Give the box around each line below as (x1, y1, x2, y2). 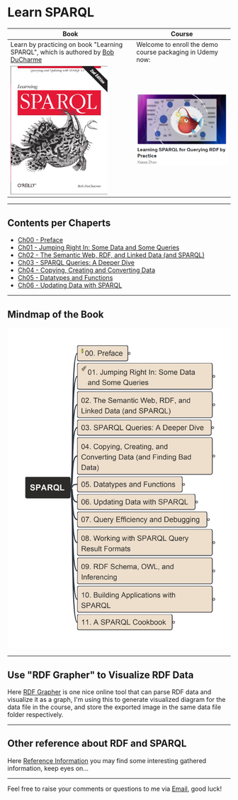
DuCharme (10, 55, 42, 64)
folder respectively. (7, 710, 64, 718)
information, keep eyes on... (7, 764, 89, 772)
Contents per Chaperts (7, 217, 111, 229)
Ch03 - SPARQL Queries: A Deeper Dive (17, 259, 135, 267)
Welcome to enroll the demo (136, 40, 218, 48)
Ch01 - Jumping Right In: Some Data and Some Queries (17, 243, 180, 252)
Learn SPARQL (7, 4, 94, 21)
